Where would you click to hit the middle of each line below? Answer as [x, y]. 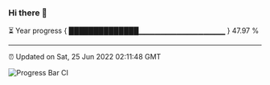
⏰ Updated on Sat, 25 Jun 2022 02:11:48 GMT [85, 57]
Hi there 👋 [28, 13]
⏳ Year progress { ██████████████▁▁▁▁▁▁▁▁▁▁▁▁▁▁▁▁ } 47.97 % [134, 30]
